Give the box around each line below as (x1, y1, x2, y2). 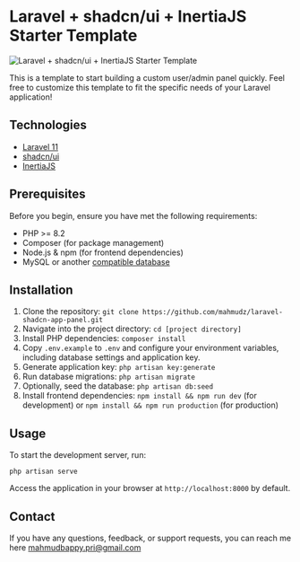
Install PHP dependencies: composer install (21, 333, 186, 344)
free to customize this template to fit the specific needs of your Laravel (9, 82, 271, 92)
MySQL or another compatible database (21, 256, 170, 267)
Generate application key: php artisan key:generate (21, 362, 216, 373)
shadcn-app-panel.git (21, 316, 103, 325)
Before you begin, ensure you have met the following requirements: (9, 210, 258, 221)
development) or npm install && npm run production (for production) (21, 400, 279, 410)
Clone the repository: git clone (21, 306, 139, 317)
